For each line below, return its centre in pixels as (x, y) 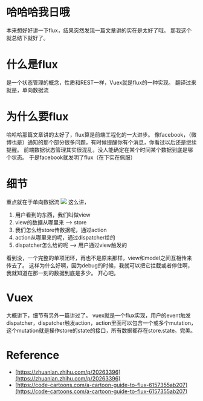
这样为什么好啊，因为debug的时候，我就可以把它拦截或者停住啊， (111, 265)
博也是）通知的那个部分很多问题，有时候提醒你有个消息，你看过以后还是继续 (101, 142)
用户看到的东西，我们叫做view (53, 215)
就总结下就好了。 (27, 37)
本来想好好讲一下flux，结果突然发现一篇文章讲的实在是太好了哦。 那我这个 (99, 30)
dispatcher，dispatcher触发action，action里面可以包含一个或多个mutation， (101, 323)
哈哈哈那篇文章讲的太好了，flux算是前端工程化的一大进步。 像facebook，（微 (101, 134)
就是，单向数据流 (27, 90)
